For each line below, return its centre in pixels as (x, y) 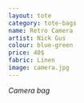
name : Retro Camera (41, 30)
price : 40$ (26, 53)
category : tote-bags (43, 23)
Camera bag (29, 90)
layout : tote (30, 16)
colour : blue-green (41, 46)
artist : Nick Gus (37, 38)
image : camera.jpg (39, 68)
